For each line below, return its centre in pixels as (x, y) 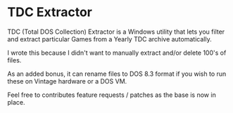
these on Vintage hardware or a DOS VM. (67, 81)
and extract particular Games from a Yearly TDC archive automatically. (110, 39)
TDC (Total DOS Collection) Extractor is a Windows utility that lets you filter (116, 32)
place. (17, 102)
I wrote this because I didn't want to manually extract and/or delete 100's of (117, 53)
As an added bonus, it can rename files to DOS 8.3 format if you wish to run (117, 74)
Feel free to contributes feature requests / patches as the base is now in (112, 95)
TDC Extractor (50, 12)
